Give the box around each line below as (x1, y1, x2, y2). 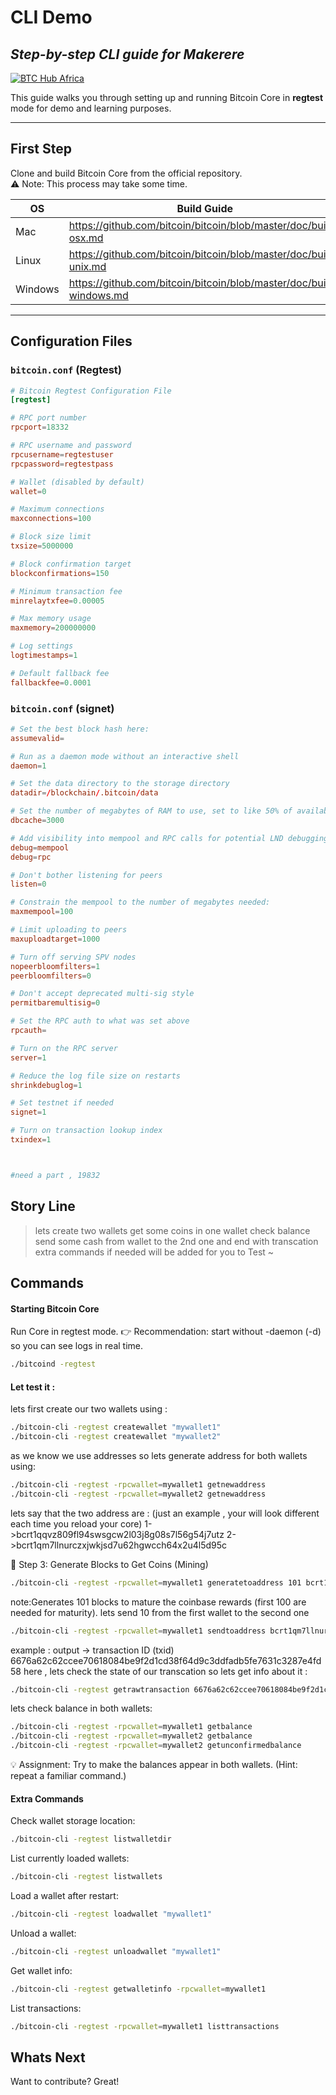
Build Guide (176, 201, 233, 215)
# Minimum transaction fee (10, 586, 123, 596)
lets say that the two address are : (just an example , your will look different (10, 1507, 320, 1519)
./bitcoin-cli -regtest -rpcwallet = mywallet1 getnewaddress (10, 1480, 267, 1490)
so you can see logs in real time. (10, 1340, 144, 1352)
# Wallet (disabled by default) (10, 477, 145, 487)
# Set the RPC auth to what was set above (10, 1016, 190, 1026)
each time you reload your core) (10, 1517, 143, 1530)
